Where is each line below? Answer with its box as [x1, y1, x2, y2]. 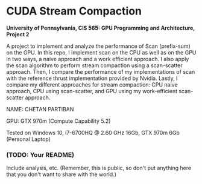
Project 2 [6, 30, 30, 38]
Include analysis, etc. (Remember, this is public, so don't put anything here [6, 165, 192, 172]
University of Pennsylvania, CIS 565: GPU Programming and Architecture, [6, 24, 195, 31]
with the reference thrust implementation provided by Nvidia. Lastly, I [6, 74, 178, 82]
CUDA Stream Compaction [6, 4, 142, 18]
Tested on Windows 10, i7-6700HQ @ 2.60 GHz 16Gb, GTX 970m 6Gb [6, 129, 180, 136]
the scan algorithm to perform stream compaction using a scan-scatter [6, 62, 183, 69]
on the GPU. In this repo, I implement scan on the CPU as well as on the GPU [6, 48, 197, 56]
